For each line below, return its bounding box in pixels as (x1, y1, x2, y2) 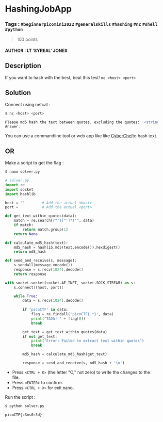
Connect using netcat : (5, 101, 51, 107)
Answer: (5, 124, 21, 129)
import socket (5, 187, 34, 192)
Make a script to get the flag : (5, 160, 64, 166)
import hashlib (5, 192, 36, 196)
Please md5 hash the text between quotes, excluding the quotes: (5, 120, 140, 125)
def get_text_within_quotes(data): (5, 213, 77, 219)
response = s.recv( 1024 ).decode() (14, 267, 83, 272)
